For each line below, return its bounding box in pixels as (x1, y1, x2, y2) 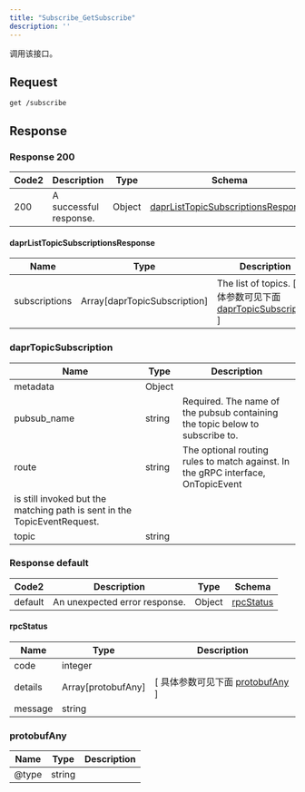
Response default (9, 557, 89, 570)
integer (62, 660, 93, 671)
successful (52, 200, 100, 213)
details (14, 681, 43, 693)
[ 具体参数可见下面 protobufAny (153, 676, 290, 688)
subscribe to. (182, 428, 239, 441)
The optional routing (182, 444, 270, 456)
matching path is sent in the (14, 504, 133, 516)
